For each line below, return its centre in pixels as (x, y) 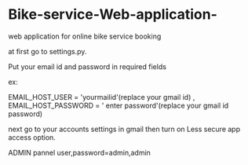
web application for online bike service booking (85, 36)
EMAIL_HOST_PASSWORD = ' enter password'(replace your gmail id (119, 105)
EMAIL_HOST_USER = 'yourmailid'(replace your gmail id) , (102, 97)
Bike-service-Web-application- (113, 15)
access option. (32, 137)
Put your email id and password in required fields (88, 66)
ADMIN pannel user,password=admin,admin (80, 152)
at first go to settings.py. (47, 51)
